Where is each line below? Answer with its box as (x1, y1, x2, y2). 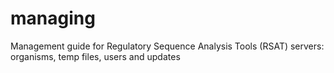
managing (10, 7, 96, 30)
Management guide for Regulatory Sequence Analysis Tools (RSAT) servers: (10, 40, 325, 52)
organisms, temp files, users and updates (10, 50, 181, 62)
